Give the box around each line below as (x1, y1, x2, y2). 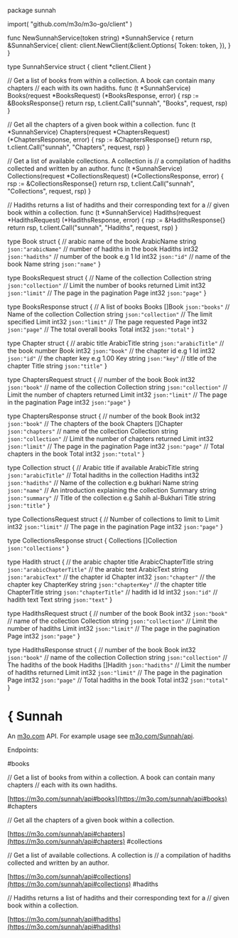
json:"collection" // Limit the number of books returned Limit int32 (7, 281, 206, 289)
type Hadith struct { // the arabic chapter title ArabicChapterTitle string (7, 558, 214, 566)
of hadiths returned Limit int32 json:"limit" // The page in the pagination (7, 668, 222, 676)
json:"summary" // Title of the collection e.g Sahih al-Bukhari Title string (7, 494, 216, 502)
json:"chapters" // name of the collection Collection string (7, 427, 178, 435)
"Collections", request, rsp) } (7, 187, 91, 195)
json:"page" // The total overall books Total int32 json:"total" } (7, 325, 195, 334)
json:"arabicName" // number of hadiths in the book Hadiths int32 (7, 245, 199, 253)
